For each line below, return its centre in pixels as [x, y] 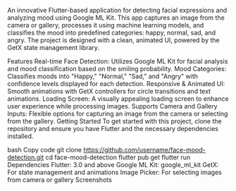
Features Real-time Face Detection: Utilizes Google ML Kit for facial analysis [118, 61]
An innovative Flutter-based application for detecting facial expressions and [117, 10]
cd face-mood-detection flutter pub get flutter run [118, 157]
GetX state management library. [54, 48]
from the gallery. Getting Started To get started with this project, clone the [114, 121]
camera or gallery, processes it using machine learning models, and [106, 25]
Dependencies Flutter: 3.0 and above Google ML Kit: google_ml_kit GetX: [113, 165]
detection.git [26, 157]
